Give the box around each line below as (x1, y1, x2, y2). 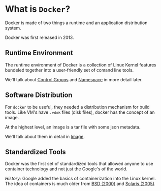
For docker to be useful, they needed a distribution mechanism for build (5, 104, 150, 110)
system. (5, 25, 21, 31)
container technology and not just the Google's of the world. (5, 166, 128, 172)
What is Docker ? (5, 3, 70, 15)
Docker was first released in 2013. (5, 34, 74, 40)
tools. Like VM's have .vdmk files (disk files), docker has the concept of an (5, 109, 155, 115)
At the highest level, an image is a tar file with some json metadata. (5, 124, 141, 130)
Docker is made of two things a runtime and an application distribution (5, 20, 148, 26)
